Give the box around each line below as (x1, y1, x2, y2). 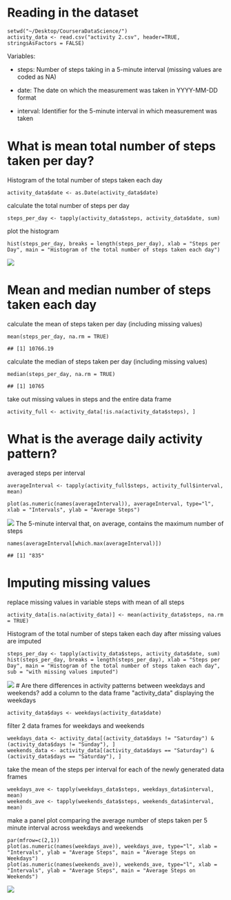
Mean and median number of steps (7, 282, 212, 298)
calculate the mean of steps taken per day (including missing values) (7, 319, 203, 328)
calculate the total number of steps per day (7, 201, 130, 209)
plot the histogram (7, 227, 59, 235)
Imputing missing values (7, 575, 151, 590)
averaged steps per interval (7, 469, 86, 477)
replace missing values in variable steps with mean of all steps (7, 598, 185, 606)
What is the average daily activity (7, 431, 203, 447)
